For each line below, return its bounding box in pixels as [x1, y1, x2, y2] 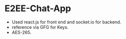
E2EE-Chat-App [4, 3, 71, 14]
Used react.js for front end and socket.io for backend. [11, 19, 122, 25]
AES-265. [11, 29, 32, 35]
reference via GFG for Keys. [11, 24, 69, 30]
